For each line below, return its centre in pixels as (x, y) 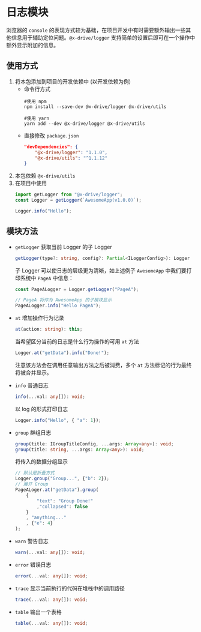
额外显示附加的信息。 (32, 45)
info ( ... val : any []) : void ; (50, 397)
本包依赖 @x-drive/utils (45, 176)
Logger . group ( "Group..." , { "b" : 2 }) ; (62, 479)
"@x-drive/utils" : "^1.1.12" (71, 158)
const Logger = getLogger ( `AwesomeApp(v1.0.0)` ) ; (78, 200)
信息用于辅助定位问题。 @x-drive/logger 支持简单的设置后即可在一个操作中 (103, 37)
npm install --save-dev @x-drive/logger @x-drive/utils (95, 107)
